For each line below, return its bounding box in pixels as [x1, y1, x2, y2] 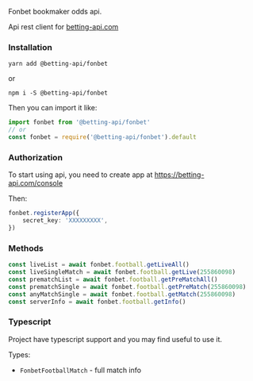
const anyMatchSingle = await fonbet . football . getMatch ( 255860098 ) [8, 290, 236, 298]
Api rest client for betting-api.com [8, 22, 119, 31]
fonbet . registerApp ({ [8, 210, 80, 217]
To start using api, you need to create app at [8, 170, 153, 179]
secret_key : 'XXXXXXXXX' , [22, 217, 109, 225]
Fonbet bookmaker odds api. [8, 7, 102, 16]
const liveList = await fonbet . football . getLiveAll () [8, 261, 190, 269]
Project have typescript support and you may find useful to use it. [8, 334, 223, 344]
